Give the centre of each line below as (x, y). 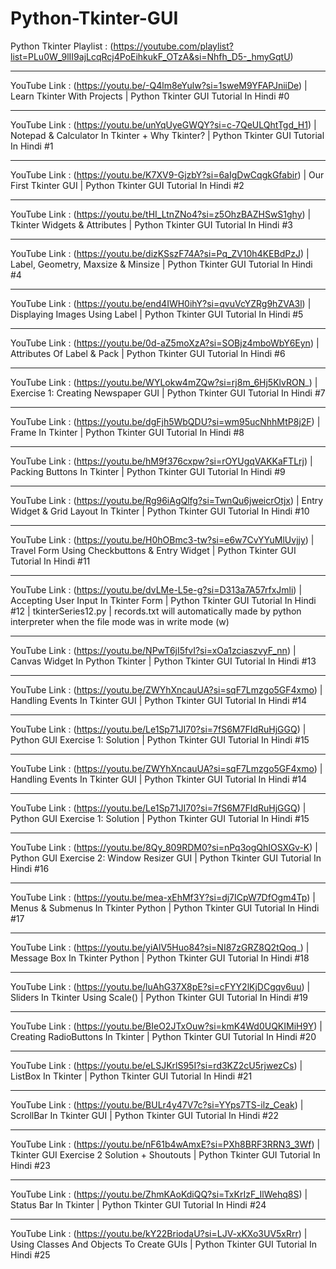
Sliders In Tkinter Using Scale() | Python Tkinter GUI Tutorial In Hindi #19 (159, 997)
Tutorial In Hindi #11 (50, 561)
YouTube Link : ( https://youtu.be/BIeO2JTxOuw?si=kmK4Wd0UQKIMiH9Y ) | (166, 1026)
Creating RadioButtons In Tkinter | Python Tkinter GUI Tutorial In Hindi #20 (163, 1036)
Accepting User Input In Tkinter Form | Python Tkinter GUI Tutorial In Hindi (163, 600)
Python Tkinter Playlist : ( (62, 46)
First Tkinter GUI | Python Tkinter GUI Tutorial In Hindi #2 (127, 185)
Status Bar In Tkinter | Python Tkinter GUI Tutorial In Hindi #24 (138, 1204)
